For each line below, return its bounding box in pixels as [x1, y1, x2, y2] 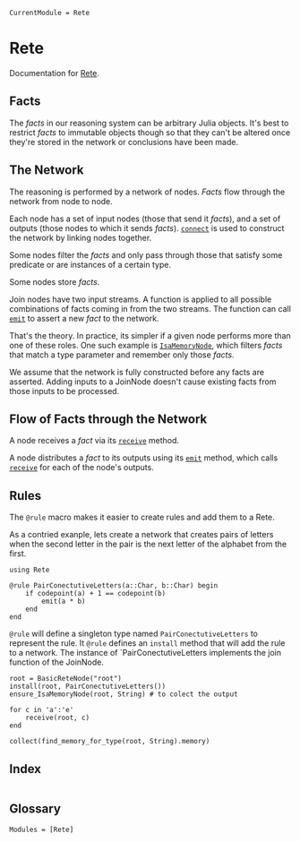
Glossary [9, 802, 61, 817]
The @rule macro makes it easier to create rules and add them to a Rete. [9, 511, 275, 523]
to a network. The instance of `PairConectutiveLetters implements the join [9, 648, 282, 658]
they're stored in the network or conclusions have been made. [9, 136, 239, 147]
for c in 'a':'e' [9, 706, 74, 715]
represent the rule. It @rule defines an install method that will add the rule [9, 638, 286, 649]
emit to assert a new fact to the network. [9, 313, 159, 323]
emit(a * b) [41, 597, 87, 606]
